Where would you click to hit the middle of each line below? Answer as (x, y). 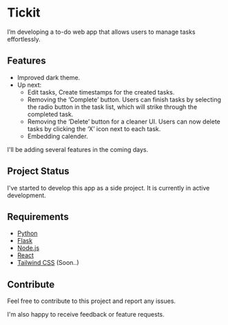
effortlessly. (24, 39)
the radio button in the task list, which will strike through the (112, 107)
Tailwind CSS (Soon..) (48, 263)
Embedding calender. (58, 136)
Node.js (28, 248)
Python (27, 233)
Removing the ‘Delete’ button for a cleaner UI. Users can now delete (124, 121)
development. (27, 195)
